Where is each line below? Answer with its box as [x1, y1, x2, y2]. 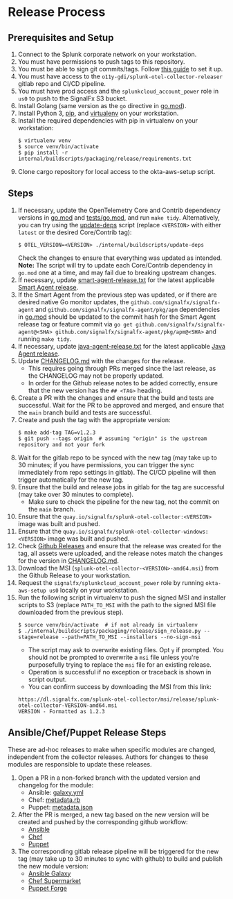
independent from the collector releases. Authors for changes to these [8, 753, 209, 761]
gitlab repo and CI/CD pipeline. [17, 80, 106, 87]
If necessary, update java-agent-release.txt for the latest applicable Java [17, 342, 225, 350]
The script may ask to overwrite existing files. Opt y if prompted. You [28, 645, 224, 654]
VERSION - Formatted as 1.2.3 [17, 708, 106, 715]
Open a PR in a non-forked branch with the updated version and [17, 774, 201, 782]
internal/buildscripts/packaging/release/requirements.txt [17, 155, 192, 162]
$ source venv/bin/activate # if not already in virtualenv [17, 621, 198, 628]
